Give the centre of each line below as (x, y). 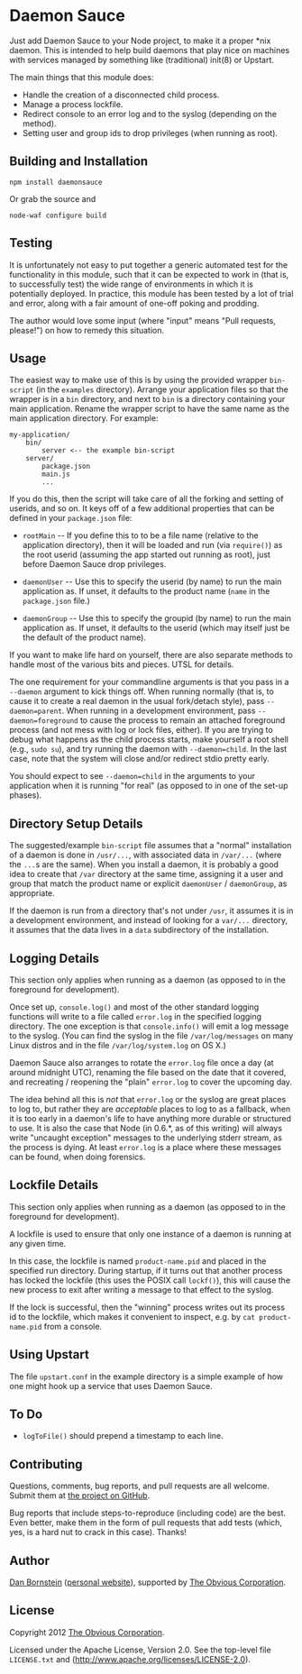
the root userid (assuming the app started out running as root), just (146, 554)
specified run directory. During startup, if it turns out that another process (146, 1270)
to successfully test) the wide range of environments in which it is (132, 284)
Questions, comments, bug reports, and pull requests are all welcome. (140, 1486)
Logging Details (55, 958)
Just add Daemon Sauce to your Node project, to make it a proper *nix (140, 41)
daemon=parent (36, 712)
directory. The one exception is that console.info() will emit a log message (149, 1026)
